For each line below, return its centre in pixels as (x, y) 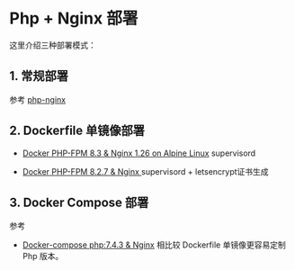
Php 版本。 (43, 256)
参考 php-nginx (37, 99)
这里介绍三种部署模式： (53, 45)
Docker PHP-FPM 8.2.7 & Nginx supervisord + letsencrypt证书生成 (145, 171)
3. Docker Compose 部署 (79, 202)
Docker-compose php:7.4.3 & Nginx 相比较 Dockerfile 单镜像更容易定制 (154, 245)
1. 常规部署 (39, 76)
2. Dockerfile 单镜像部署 (77, 131)
